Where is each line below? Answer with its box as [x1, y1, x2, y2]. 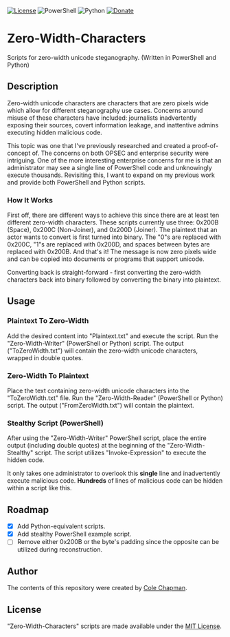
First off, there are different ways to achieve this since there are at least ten [7, 211, 220, 220]
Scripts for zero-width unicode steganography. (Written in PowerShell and [7, 53, 216, 61]
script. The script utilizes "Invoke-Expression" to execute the [34, 448, 207, 457]
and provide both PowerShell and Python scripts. [7, 178, 146, 186]
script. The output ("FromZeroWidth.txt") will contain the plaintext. [7, 401, 194, 410]
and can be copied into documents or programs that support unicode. [7, 255, 205, 263]
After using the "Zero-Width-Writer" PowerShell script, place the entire [7, 434, 207, 442]
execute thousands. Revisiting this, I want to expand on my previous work [7, 171, 215, 179]
